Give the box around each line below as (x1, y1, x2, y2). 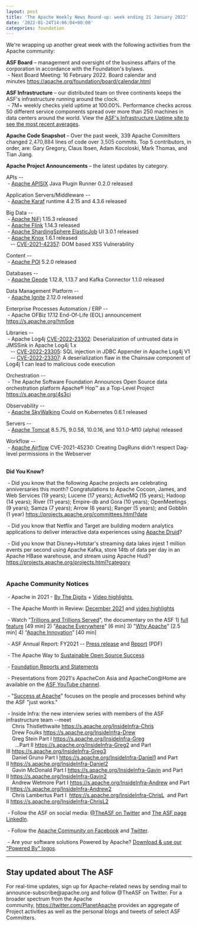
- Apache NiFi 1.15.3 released (7, 216, 78, 223)
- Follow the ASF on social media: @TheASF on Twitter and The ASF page (7, 809, 187, 816)
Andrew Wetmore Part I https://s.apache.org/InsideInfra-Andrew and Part (11, 779, 190, 786)
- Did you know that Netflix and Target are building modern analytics (7, 522, 174, 529)
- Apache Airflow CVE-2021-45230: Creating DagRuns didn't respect (7, 444, 176, 451)
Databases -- (6, 270, 38, 277)
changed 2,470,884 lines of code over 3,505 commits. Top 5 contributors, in (6, 138, 192, 145)
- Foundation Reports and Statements (7, 663, 99, 670)
